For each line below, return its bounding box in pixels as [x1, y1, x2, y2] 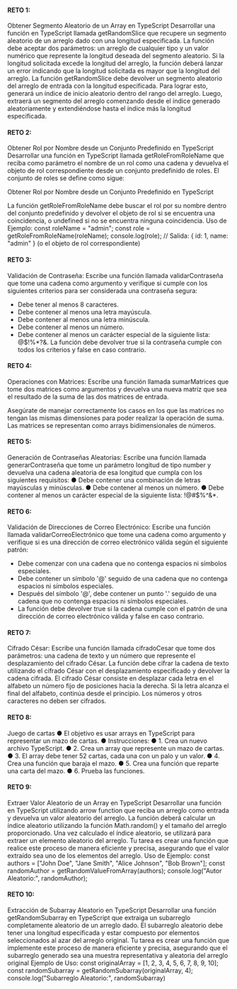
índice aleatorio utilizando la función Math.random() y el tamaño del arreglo [7, 821, 227, 829]
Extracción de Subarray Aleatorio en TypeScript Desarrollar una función [7, 906, 217, 915]
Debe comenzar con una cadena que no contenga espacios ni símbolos [17, 559, 227, 568]
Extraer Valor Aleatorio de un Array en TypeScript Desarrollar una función [7, 798, 221, 807]
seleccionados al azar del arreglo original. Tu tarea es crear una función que [7, 936, 230, 945]
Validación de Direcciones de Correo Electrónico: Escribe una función [7, 523, 211, 531]
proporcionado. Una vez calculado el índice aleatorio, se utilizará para [7, 829, 211, 837]
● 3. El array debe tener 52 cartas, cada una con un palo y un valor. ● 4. [7, 751, 221, 760]
